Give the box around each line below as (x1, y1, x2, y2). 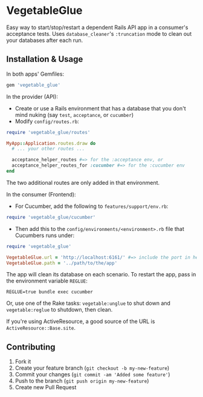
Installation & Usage (6, 54, 83, 64)
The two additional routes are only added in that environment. (6, 179, 160, 186)
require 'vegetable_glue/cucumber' (6, 214, 96, 220)
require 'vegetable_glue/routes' (6, 129, 91, 135)
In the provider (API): (6, 93, 59, 100)
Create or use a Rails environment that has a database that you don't (14, 104, 186, 112)
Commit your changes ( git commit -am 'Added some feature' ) (14, 371, 170, 378)
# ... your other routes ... (11, 146, 85, 152)
